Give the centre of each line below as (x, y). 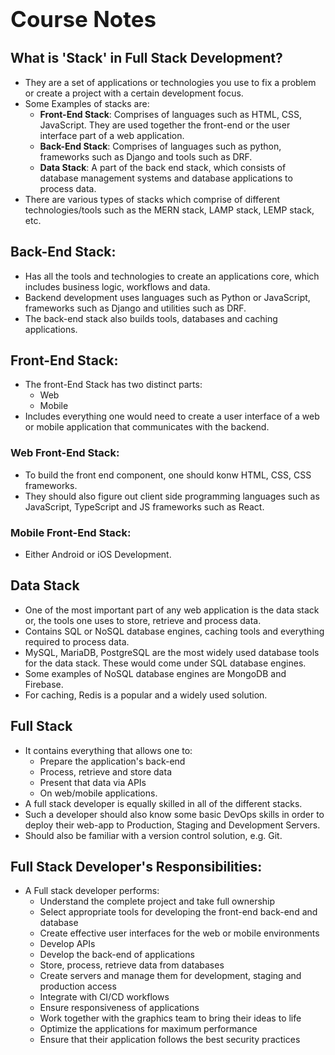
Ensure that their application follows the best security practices (170, 1040)
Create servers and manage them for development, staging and (170, 976)
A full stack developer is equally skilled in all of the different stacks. (163, 803)
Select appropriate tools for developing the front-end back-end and (178, 912)
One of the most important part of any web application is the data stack (172, 610)
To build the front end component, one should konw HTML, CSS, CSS (168, 475)
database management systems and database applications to (166, 178)
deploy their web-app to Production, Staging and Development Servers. (172, 825)
